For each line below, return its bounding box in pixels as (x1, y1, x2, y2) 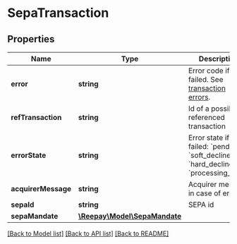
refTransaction (11, 113, 62, 122)
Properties (7, 33, 55, 45)
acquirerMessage (11, 184, 72, 193)
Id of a (188, 104, 209, 114)
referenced (188, 113, 226, 122)
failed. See (188, 75, 224, 84)
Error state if (188, 133, 230, 142)
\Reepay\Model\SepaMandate (78, 212, 182, 221)
